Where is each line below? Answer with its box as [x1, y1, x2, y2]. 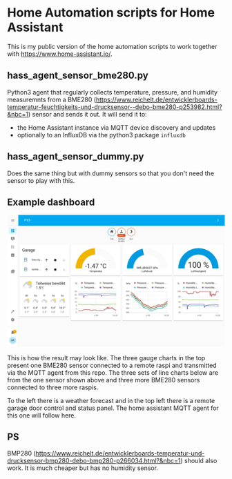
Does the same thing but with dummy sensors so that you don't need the [7, 169, 215, 177]
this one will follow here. [7, 411, 77, 419]
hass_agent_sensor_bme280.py [7, 70, 148, 81]
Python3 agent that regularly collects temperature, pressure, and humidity [7, 88, 218, 96]
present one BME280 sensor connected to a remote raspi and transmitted [7, 361, 217, 369]
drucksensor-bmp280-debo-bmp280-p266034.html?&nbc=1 [7, 457, 181, 465]
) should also [180, 457, 217, 465]
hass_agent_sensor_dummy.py [7, 150, 144, 163]
